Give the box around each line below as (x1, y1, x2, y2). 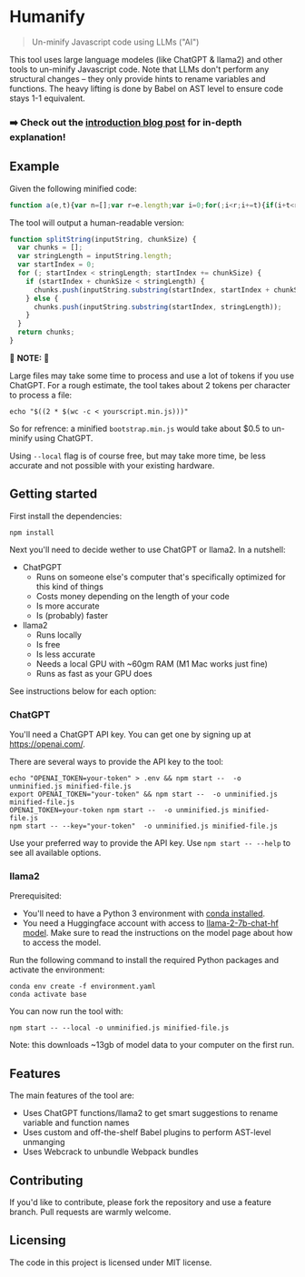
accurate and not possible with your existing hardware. (9, 459, 215, 470)
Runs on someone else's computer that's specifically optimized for (35, 571, 286, 582)
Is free (35, 638, 61, 649)
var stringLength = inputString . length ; (17, 252, 172, 261)
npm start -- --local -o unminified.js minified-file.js (9, 1023, 230, 1033)
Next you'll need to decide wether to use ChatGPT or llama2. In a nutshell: (9, 544, 286, 555)
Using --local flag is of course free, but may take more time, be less (9, 450, 266, 461)
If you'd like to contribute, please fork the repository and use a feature (9, 1196, 272, 1207)
